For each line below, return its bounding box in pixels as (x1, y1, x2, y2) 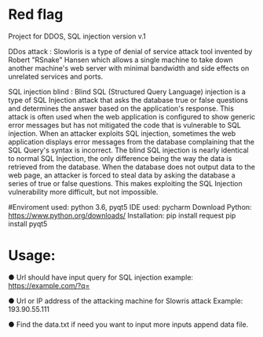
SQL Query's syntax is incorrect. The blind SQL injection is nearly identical (8, 145, 249, 155)
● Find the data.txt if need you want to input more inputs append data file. (8, 320, 249, 329)
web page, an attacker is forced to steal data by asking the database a (8, 170, 236, 180)
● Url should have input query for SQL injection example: (8, 273, 194, 282)
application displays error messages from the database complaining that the (8, 137, 255, 146)
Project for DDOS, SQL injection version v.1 (8, 31, 147, 41)
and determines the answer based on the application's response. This (8, 104, 234, 113)
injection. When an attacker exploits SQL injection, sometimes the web (8, 128, 236, 138)
